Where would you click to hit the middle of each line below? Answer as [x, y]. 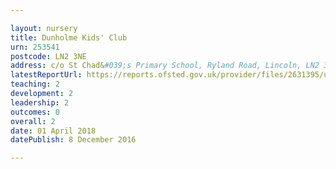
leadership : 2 [40, 102]
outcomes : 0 [35, 112]
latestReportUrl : [46, 75]
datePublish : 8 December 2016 [73, 140]
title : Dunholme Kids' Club [69, 37]
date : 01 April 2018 [53, 131]
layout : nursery [44, 28]
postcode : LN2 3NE [48, 56]
